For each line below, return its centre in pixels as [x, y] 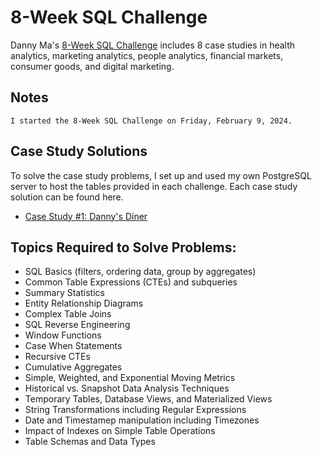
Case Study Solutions [79, 151]
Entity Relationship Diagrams [84, 303]
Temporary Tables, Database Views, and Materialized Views [148, 399]
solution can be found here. [67, 197]
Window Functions [63, 335]
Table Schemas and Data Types [90, 442]
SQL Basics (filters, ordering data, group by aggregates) [140, 272]
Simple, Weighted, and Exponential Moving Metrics [130, 378]
